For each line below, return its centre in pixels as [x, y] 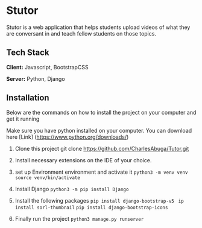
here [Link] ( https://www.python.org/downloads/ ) [68, 137]
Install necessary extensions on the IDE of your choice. [83, 160]
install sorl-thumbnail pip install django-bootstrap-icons [91, 207]
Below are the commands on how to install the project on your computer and [101, 112]
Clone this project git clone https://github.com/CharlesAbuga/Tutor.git [102, 148]
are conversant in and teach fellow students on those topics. [81, 33]
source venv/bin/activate [47, 178]
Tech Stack [28, 53]
